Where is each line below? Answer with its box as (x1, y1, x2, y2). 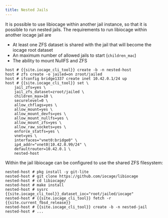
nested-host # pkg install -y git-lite (5, 169, 89, 174)
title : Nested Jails (5, 7, 49, 13)
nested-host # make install (5, 182, 64, 187)
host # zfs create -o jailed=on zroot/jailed (5, 71, 102, 77)
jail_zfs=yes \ (14, 85, 46, 90)
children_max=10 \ (14, 93, 53, 98)
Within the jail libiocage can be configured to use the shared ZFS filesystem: (5, 159, 163, 166)
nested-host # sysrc (5, 187, 49, 192)
